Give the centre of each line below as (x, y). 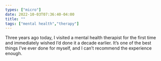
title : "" (15, 19)
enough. (14, 54)
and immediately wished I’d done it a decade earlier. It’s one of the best (78, 43)
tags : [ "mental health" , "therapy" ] (42, 24)
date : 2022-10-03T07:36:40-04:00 (40, 14)
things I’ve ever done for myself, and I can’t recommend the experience (79, 48)
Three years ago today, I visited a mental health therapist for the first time (80, 38)
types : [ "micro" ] (23, 10)
